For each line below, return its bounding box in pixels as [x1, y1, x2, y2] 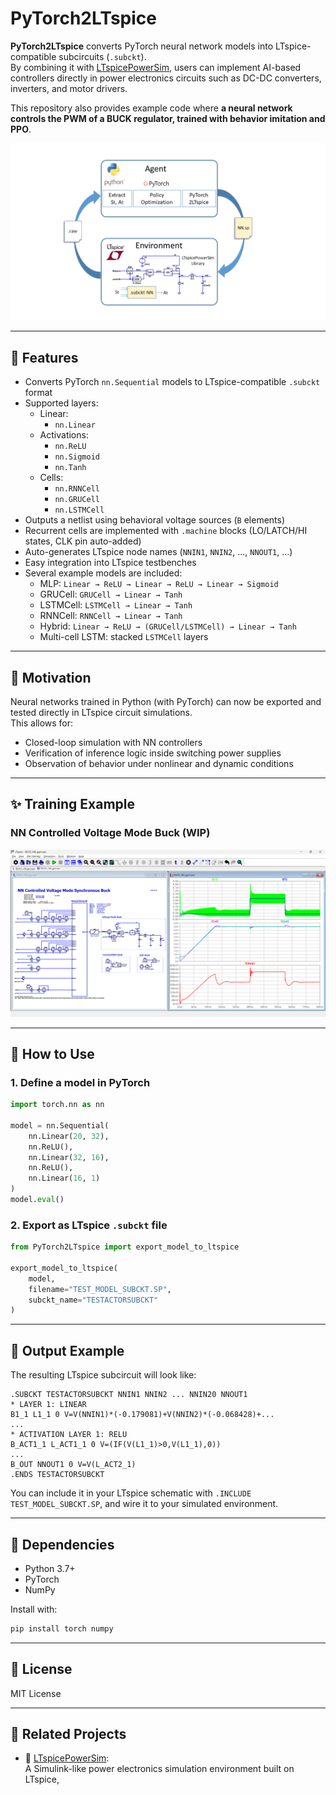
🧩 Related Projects [10, 1726, 127, 1743]
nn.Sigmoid [54, 452, 100, 462]
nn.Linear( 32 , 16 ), [28, 1152, 110, 1162]
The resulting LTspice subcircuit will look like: [10, 1369, 197, 1381]
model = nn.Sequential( [10, 1120, 110, 1131]
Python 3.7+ [24, 1562, 76, 1574]
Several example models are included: [24, 567, 183, 579]
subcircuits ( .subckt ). [58, 50, 147, 62]
